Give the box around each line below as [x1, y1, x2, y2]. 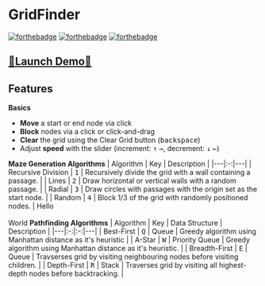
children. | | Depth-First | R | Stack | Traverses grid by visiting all [8, 261, 218, 270]
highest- [218, 261, 247, 270]
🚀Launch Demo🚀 [8, 55, 92, 68]
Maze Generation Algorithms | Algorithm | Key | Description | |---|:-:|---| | [8, 159, 252, 168]
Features [8, 82, 53, 95]
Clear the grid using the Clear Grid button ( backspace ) [19, 135, 201, 145]
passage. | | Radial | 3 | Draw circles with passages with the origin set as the [8, 184, 258, 194]
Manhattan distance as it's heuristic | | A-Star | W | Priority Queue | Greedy [8, 235, 251, 245]
